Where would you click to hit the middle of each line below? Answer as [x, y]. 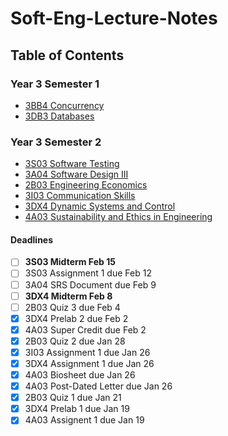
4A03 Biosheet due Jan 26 [80, 375]
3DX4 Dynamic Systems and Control [100, 206]
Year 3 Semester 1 [55, 84]
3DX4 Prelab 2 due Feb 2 [76, 318]
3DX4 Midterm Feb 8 [68, 296]
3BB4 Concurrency [64, 105]
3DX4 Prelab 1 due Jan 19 [77, 409]
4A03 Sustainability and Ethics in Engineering [118, 217]
